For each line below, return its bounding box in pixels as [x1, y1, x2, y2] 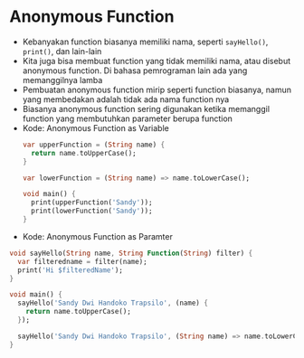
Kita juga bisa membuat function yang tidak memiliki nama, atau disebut [22, 55, 291, 66]
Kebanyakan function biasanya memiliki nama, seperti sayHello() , [22, 36, 269, 47]
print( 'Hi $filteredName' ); [17, 265, 124, 275]
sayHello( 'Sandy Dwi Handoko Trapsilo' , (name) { [17, 298, 208, 308]
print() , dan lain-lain [22, 45, 102, 56]
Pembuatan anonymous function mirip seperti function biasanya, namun [22, 84, 292, 95]
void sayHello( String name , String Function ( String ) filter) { [9, 249, 253, 258]
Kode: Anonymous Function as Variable [22, 122, 169, 133]
